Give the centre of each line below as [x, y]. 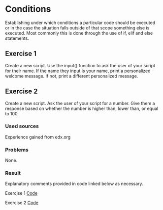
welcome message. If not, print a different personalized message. [72, 76]
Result [13, 173]
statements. [17, 38]
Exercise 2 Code [22, 203]
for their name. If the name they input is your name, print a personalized [78, 71]
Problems [17, 150]
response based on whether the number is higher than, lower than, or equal [82, 108]
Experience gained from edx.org [38, 137]
